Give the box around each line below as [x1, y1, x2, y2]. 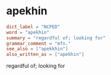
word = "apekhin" [6, 29, 50, 35]
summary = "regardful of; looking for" [6, 35, 106, 41]
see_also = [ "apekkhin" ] [6, 46, 68, 52]
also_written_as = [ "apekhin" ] [6, 52, 85, 58]
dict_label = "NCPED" [6, 24, 61, 30]
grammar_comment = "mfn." [6, 40, 71, 46]
